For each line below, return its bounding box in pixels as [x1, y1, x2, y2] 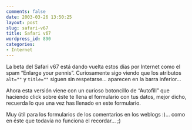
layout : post [6, 19, 38, 25]
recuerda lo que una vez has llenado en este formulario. [6, 99, 141, 106]
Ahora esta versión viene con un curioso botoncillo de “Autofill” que [6, 86, 170, 94]
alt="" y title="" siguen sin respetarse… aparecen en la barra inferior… [6, 75, 181, 82]
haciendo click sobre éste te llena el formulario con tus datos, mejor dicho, [6, 93, 187, 100]
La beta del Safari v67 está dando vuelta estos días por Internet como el [6, 63, 181, 70]
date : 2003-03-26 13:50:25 [6, 14, 72, 20]
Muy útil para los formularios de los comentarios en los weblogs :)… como [6, 111, 186, 118]
